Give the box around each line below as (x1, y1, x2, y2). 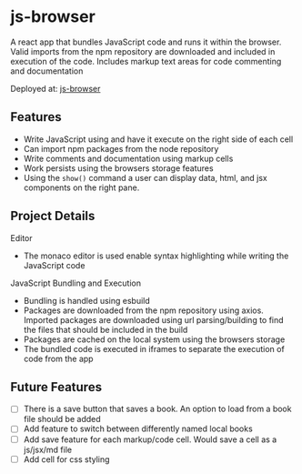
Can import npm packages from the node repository (23, 143, 219, 154)
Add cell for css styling (23, 453, 110, 465)
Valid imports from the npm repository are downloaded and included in (10, 45, 276, 56)
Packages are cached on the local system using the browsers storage (23, 334, 286, 345)
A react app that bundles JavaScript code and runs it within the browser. (10, 36, 282, 47)
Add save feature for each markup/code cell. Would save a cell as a (23, 434, 277, 445)
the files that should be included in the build (23, 324, 188, 335)
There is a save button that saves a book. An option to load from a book (23, 403, 292, 415)
